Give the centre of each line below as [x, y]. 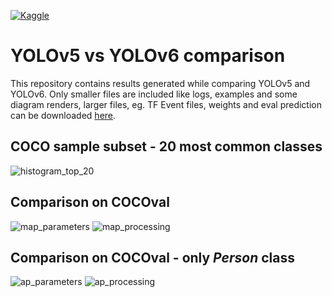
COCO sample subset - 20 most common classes [166, 146]
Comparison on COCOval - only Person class [152, 257]
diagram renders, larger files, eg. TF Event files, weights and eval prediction [166, 104]
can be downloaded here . [63, 115]
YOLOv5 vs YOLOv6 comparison [148, 56]
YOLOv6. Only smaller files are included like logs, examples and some [154, 94]
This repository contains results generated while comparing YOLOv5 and [160, 83]
